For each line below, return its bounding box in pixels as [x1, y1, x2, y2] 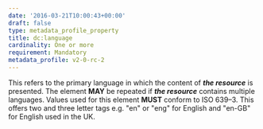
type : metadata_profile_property [8, 26, 119, 34]
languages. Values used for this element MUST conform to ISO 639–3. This [8, 95, 254, 104]
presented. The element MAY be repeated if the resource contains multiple [8, 86, 256, 96]
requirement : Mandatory [8, 49, 87, 57]
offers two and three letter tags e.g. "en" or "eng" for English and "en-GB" [8, 103, 251, 112]
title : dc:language [8, 33, 73, 42]
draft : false [8, 19, 52, 27]
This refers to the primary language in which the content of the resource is [8, 77, 253, 88]
